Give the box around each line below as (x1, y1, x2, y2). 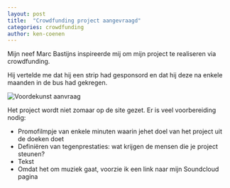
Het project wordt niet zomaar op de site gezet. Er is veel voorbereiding (7, 106, 217, 114)
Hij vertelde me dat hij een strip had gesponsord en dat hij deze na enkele (7, 71, 223, 79)
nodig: (7, 114, 26, 122)
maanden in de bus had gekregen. (7, 79, 108, 87)
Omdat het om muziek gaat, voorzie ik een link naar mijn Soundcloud (17, 165, 219, 174)
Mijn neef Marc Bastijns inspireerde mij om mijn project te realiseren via (7, 50, 217, 58)
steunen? (17, 150, 45, 158)
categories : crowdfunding (7, 23, 84, 31)
